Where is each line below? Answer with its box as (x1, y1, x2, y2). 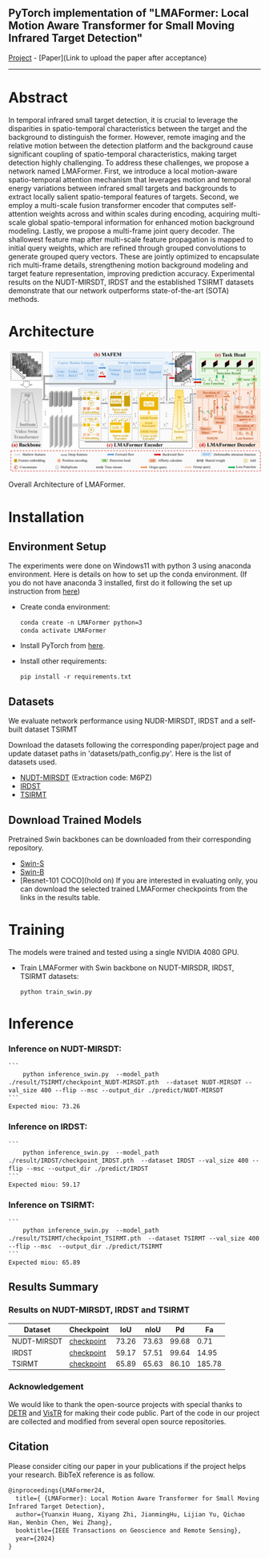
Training (8, 921, 66, 939)
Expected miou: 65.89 (8, 1258, 81, 1266)
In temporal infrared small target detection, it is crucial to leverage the (8, 115, 239, 124)
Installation (8, 508, 85, 526)
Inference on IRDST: (8, 1121, 88, 1132)
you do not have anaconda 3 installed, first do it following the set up (8, 578, 232, 588)
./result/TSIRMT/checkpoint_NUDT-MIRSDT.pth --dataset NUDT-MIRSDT (8, 1079, 242, 1087)
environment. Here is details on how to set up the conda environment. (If (8, 569, 247, 579)
